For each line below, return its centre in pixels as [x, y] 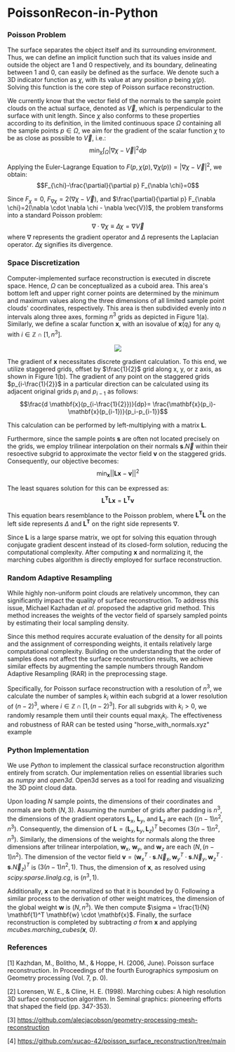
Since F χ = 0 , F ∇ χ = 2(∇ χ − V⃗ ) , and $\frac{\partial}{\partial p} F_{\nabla [112, 200]
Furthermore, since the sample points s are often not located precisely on [113, 438]
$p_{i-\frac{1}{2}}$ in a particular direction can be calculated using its [108, 384]
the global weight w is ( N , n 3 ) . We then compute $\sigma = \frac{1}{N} [109, 906]
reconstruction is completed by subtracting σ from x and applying [102, 922]
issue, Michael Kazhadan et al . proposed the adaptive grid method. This [111, 608]
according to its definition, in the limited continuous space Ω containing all [114, 123]
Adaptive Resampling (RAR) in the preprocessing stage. [87, 674]
